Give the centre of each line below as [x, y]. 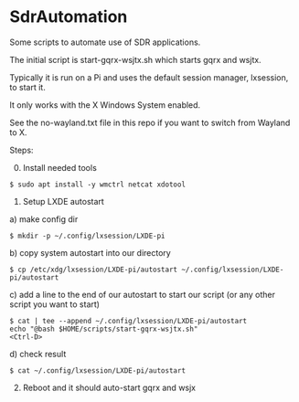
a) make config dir [44, 219]
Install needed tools [60, 167]
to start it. [27, 87]
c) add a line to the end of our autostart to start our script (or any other [143, 294]
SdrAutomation [69, 17]
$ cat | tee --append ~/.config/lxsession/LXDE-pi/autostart [128, 321]
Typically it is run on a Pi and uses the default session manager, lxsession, [149, 77]
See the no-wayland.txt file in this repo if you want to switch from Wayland [150, 122]
